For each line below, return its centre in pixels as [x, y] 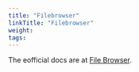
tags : [17, 38]
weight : [21, 30]
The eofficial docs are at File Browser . [70, 60]
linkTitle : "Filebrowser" [51, 23]
